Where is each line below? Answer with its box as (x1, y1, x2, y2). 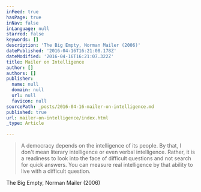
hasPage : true (6, 14, 42, 20)
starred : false (6, 31, 44, 37)
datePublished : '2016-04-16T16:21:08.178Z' (6, 48, 117, 54)
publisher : (6, 76, 34, 82)
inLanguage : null (6, 25, 50, 32)
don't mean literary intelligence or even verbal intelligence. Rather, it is (20, 148, 195, 156)
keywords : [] (6, 37, 39, 43)
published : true (6, 109, 47, 115)
